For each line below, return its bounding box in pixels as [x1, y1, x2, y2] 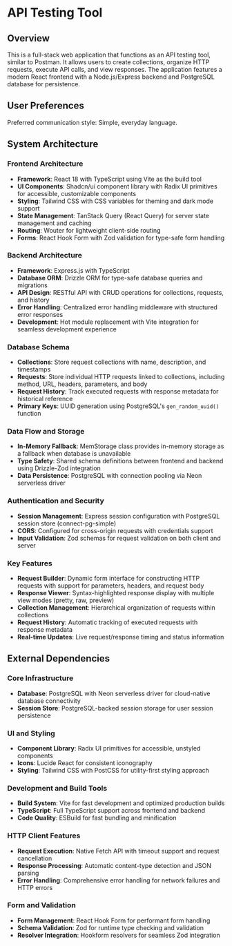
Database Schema [7, 342, 70, 351]
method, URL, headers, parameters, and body [17, 380, 148, 388]
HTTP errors [17, 883, 53, 891]
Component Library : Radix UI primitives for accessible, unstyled [17, 744, 201, 752]
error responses [17, 310, 64, 318]
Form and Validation [7, 900, 76, 910]
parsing [17, 869, 39, 877]
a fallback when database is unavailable [17, 450, 131, 458]
